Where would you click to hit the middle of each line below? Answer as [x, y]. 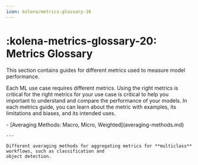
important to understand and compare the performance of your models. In [97, 100]
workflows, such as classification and [55, 151]
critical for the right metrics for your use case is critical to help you [87, 94]
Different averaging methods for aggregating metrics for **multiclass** [99, 146]
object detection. [29, 156]
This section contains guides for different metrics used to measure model [96, 70]
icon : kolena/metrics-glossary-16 [49, 12]
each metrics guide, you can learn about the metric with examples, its [91, 107]
